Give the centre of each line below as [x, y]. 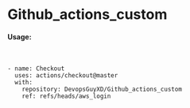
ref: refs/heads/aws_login [66, 96]
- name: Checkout [36, 69]
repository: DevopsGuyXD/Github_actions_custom [102, 89]
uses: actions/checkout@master [66, 76]
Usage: [20, 36]
